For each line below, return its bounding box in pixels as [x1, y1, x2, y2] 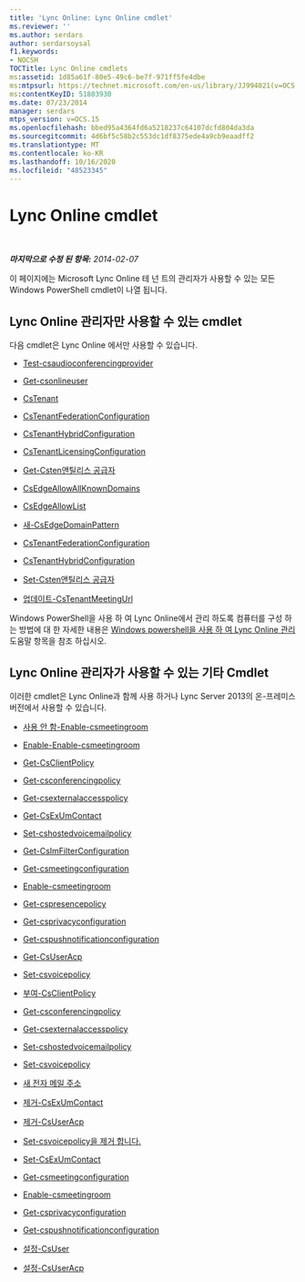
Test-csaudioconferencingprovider [22, 358, 154, 369]
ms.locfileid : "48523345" [9, 166, 107, 175]
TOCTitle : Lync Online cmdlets [9, 65, 128, 74]
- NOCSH [9, 56, 39, 65]
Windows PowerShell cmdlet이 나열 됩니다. [9, 284, 168, 296]
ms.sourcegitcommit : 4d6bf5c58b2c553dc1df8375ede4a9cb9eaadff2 [9, 132, 255, 141]
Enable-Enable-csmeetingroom [22, 739, 140, 750]
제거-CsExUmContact [22, 1096, 104, 1107]
